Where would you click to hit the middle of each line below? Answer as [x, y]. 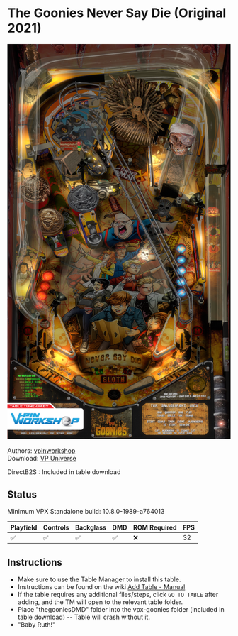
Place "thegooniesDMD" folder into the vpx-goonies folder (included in [121, 610]
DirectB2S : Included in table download [64, 472]
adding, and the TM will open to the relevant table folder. [100, 602]
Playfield [24, 527]
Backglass [91, 527]
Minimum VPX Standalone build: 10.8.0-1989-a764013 [86, 512]
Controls [56, 527]
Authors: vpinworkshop [41, 451]
